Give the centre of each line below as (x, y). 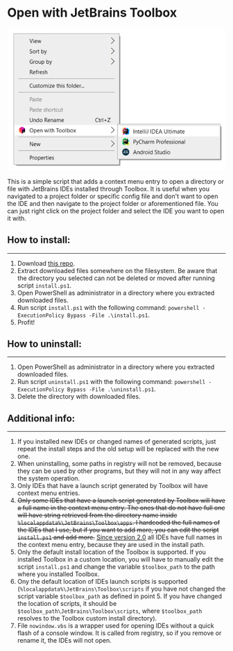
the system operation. (49, 478)
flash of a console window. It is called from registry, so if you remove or (119, 633)
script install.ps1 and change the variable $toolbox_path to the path (116, 567)
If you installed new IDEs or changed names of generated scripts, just (116, 442)
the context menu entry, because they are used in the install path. (111, 545)
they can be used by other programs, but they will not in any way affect (119, 471)
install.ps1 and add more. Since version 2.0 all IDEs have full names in (120, 537)
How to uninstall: (44, 344)
